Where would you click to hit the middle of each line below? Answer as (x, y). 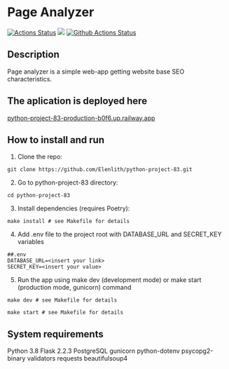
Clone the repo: (40, 157)
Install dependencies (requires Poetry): (74, 208)
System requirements (55, 334)
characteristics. (30, 79)
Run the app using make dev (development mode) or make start (109, 280)
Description (33, 54)
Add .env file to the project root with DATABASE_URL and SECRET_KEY (119, 234)
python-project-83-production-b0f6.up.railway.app (81, 118)
